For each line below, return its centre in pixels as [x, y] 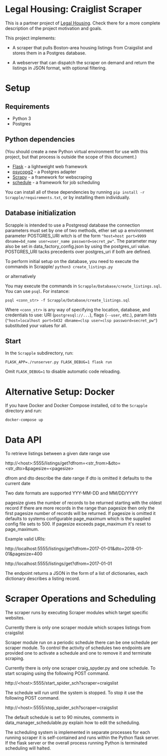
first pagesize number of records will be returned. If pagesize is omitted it [81, 513]
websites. [15, 618]
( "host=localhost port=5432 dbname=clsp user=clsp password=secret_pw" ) [81, 320]
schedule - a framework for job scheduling [56, 182]
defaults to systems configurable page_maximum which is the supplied [78, 519]
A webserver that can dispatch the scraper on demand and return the [83, 62]
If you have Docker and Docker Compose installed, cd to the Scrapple [76, 406]
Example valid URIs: [25, 539]
